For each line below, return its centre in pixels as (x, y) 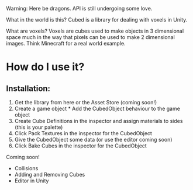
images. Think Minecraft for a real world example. (66, 43)
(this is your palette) (39, 127)
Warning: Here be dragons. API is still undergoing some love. (79, 8)
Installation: (28, 88)
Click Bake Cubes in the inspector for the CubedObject (81, 146)
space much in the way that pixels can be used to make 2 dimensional (91, 37)
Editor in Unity (32, 181)
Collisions (26, 168)
